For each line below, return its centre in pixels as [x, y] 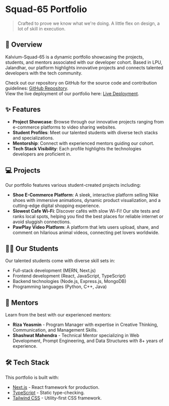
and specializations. [33, 138]
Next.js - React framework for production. [56, 387]
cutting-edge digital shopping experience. [56, 206]
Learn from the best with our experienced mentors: [59, 315]
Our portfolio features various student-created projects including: [73, 185]
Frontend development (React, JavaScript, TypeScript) [69, 276]
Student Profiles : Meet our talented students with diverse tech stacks [85, 132]
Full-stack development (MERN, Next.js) [54, 271]
